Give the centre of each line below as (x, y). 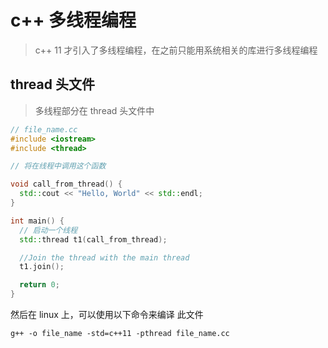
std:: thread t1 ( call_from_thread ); (93, 239)
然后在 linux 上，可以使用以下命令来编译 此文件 (107, 314)
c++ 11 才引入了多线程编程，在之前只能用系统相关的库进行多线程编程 (176, 50)
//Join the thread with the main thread (104, 257)
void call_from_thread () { (66, 184)
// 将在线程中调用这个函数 (58, 166)
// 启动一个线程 (48, 230)
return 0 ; (39, 285)
